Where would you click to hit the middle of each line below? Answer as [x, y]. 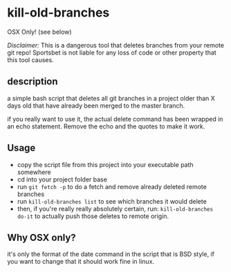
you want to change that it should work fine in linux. [81, 262]
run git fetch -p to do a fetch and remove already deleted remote [112, 186]
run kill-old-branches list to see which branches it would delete [112, 201]
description [33, 82]
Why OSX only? [41, 237]
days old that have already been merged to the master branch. [96, 106]
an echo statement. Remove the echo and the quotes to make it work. [106, 126]
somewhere [34, 172]
